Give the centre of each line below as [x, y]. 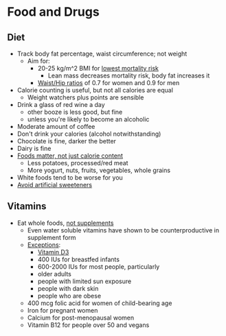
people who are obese [69, 296]
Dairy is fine [34, 148]
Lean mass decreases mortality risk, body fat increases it [129, 75]
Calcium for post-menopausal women [81, 317]
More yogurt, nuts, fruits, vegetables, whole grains [99, 170]
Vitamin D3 [53, 252]
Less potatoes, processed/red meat [78, 163]
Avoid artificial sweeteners [55, 185]
